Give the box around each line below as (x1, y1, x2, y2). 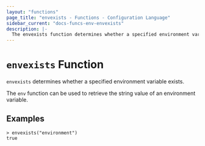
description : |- (6, 26, 48, 32)
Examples (6, 114, 45, 124)
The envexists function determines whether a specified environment (12, 32, 190, 38)
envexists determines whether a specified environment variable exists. (6, 78, 185, 85)
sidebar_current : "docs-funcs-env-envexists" (6, 20, 124, 26)
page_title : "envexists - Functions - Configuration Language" (6, 15, 171, 21)
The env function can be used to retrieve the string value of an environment (6, 89, 196, 97)
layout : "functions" (6, 9, 59, 15)
